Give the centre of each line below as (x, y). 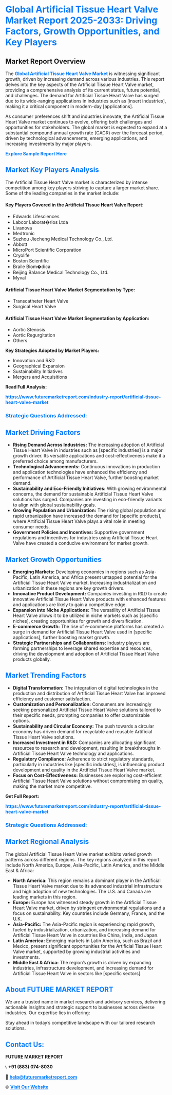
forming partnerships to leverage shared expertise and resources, (82, 648)
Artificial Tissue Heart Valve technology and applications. (73, 753)
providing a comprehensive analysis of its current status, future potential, (83, 90)
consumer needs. (31, 527)
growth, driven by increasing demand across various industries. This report (85, 79)
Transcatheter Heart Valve (41, 301)
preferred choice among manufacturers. (55, 461)
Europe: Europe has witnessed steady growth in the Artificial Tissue (85, 902)
